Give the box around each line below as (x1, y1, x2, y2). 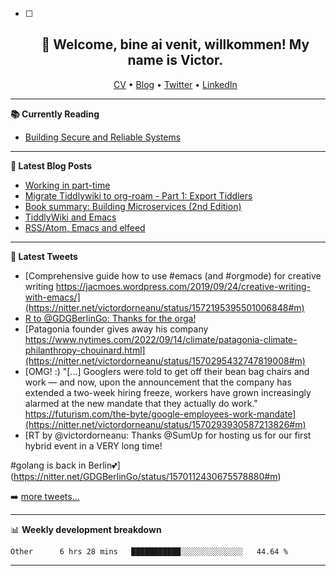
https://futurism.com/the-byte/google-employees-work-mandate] (24, 408, 297, 420)
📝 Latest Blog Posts (10, 159, 93, 172)
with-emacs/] (24, 291, 81, 303)
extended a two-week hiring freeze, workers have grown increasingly (24, 386, 312, 398)
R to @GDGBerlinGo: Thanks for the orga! (24, 312, 197, 324)
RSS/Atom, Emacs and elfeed (24, 221, 146, 233)
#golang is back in (10, 459, 87, 471)
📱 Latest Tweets (10, 250, 78, 262)
